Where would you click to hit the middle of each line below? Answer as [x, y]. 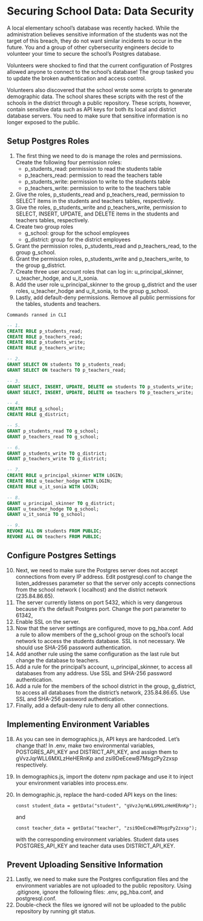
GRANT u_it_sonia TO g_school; [46, 515]
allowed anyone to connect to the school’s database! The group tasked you [100, 71]
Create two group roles [44, 226]
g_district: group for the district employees [78, 239]
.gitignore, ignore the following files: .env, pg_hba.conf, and [89, 892]
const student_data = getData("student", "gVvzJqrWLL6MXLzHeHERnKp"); [106, 806]
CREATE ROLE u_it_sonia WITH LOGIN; [53, 487]
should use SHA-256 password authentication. [74, 647]
